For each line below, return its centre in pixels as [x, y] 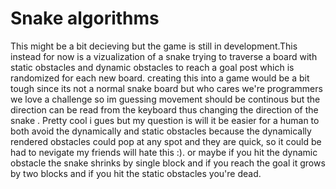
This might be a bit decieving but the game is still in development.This [154, 46]
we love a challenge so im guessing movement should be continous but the [165, 99]
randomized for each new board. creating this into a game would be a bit [160, 78]
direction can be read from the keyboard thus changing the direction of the [164, 109]
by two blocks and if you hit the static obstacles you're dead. [136, 173]
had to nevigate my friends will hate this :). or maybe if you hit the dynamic [164, 152]
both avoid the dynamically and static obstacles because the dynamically [161, 131]
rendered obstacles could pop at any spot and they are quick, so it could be [166, 141]
